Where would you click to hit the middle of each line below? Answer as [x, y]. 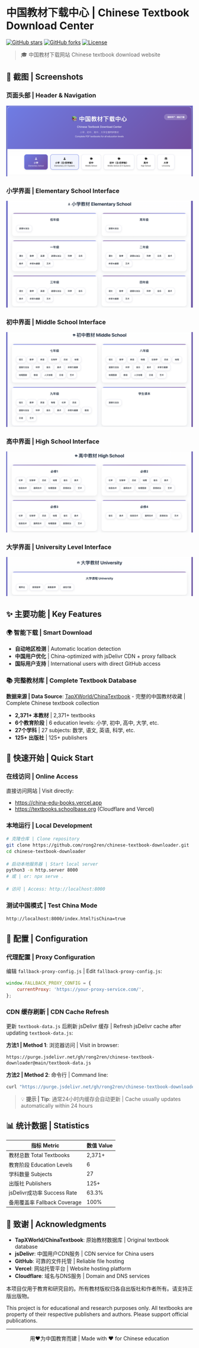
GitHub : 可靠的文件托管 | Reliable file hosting [69, 1261]
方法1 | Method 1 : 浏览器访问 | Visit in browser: [63, 1045]
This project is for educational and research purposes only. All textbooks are [99, 1308]
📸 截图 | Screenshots [45, 77]
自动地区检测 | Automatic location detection [68, 648]
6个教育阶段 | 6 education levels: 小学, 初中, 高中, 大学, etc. [86, 723]
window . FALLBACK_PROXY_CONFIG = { [49, 983]
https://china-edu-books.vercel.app [58, 802]
